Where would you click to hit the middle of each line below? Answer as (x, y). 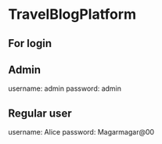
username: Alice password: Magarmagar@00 (81, 132)
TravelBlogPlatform (72, 14)
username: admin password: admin (65, 88)
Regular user (40, 113)
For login (30, 43)
